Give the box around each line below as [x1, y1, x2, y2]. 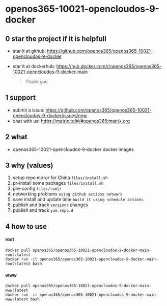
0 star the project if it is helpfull [5, 34, 107, 43]
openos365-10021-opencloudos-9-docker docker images [12, 146, 134, 152]
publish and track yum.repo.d [12, 207, 74, 213]
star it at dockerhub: [12, 63, 55, 69]
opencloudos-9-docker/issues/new [12, 112, 88, 118]
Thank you [25, 79, 48, 84]
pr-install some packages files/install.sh [12, 180, 104, 186]
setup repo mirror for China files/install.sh [12, 174, 108, 181]
